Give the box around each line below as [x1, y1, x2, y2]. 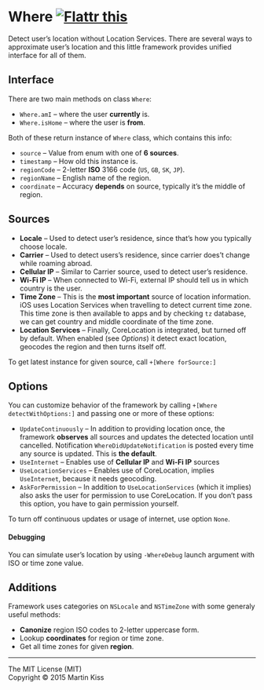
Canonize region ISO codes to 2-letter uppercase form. [19, 625, 200, 635]
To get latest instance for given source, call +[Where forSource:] [8, 357, 217, 367]
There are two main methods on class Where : [8, 94, 152, 104]
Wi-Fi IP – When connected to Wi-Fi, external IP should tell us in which [19, 275, 249, 284]
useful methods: [8, 610, 61, 619]
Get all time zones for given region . [19, 642, 134, 652]
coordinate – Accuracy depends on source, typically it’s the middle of [19, 181, 246, 191]
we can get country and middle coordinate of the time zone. [19, 316, 214, 326]
